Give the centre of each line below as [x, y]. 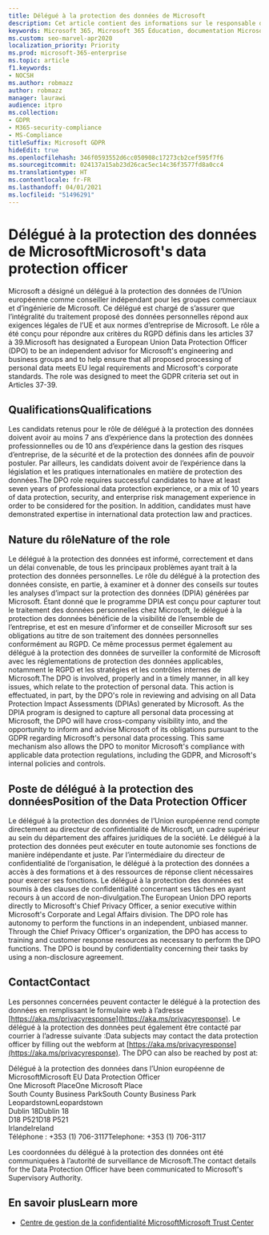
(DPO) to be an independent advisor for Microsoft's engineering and [121, 351]
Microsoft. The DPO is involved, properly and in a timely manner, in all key [129, 678]
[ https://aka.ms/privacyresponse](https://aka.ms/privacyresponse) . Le [124, 1018]
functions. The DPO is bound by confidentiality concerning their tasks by [128, 949]
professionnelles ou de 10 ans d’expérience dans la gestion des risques [126, 446]
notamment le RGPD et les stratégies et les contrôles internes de [115, 670]
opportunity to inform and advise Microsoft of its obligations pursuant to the [133, 729]
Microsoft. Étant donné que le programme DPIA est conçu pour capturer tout [134, 602]
